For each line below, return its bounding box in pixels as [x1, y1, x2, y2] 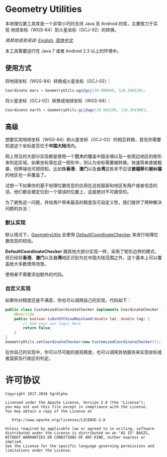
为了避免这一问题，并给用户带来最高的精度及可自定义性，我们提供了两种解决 [5, 199, 162, 205]
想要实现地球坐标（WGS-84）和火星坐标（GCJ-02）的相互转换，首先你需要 [5, 137, 162, 143]
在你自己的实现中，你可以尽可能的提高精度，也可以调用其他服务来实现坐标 [5, 349, 158, 355]
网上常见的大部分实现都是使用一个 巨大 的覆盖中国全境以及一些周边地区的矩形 [5, 153, 162, 160]
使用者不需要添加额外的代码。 [5, 271, 66, 277]
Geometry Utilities [5, 3, 82, 15]
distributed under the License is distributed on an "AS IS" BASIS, [5, 430, 150, 436]
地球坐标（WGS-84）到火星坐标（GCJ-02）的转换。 [10, 26, 119, 33]
